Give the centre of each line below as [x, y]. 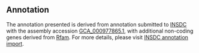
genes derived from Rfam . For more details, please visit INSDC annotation [97, 37]
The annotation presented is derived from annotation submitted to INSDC [97, 24]
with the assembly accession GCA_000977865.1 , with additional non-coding [100, 31]
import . [15, 43]
